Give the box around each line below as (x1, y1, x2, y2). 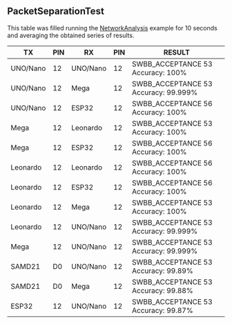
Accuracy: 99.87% (131, 305, 193, 315)
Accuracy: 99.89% (131, 265, 193, 275)
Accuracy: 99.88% (131, 285, 193, 295)
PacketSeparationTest (7, 6, 105, 17)
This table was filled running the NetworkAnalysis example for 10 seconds (7, 23, 217, 32)
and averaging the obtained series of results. (7, 31, 135, 39)
